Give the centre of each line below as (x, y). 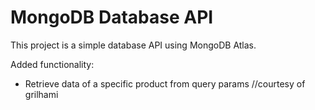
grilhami (41, 94)
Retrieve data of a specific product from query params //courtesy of (165, 83)
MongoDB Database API (112, 17)
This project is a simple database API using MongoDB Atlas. (133, 45)
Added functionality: (52, 64)
